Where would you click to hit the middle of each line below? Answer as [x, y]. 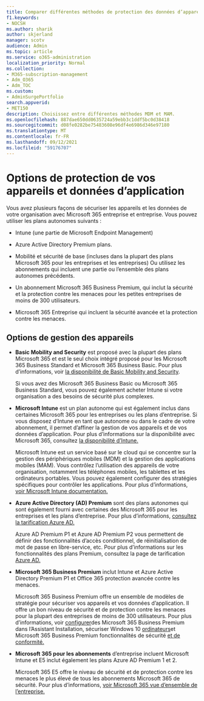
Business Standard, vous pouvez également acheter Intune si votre [99, 390]
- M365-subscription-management [47, 74]
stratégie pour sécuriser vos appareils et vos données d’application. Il [102, 603]
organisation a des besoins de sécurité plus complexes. [85, 396]
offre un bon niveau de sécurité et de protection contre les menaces [100, 610]
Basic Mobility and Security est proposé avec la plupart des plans [98, 352]
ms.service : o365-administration [49, 57]
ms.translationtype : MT [36, 131]
